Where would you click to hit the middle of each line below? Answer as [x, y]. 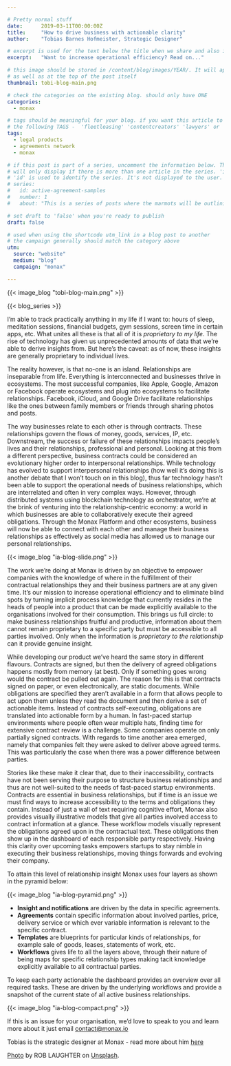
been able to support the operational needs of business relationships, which [115, 485]
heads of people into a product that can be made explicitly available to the [112, 606]
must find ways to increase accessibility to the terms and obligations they [111, 802]
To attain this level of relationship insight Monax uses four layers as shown [112, 874]
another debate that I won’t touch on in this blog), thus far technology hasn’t [115, 478]
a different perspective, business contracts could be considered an [102, 455]
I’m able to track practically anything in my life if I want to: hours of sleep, [111, 319]
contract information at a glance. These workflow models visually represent [114, 823]
